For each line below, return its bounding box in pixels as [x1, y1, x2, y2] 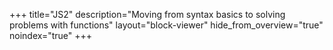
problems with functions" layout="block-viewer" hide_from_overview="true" [9, 19, 324, 31]
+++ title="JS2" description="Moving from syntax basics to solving [9, 9, 286, 20]
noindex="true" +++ [9, 30, 93, 41]
